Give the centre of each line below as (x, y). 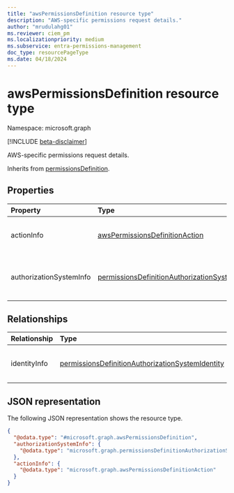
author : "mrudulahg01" (40, 27)
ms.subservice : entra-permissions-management (74, 46)
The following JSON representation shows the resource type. (95, 418)
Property (26, 210)
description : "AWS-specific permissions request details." (95, 20)
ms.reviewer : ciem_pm (39, 33)
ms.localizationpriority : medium (56, 40)
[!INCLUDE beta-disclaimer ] (47, 141)
